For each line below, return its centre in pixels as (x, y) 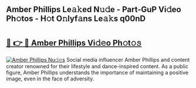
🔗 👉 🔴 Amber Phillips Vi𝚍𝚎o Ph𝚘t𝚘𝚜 (74, 43)
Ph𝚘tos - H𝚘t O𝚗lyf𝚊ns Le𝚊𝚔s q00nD (76, 19)
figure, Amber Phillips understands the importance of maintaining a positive (97, 73)
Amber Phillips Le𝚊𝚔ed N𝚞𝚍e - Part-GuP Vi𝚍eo (94, 10)
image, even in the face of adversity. (50, 79)
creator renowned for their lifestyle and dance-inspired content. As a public (97, 66)
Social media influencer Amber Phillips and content (128, 60)
